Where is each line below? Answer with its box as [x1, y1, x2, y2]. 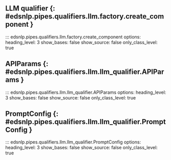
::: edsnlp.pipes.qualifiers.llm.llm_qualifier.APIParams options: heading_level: [5, 89, 166, 95]
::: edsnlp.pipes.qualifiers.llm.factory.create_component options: [5, 33, 141, 40]
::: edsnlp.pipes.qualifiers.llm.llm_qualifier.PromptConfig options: [5, 139, 141, 145]
